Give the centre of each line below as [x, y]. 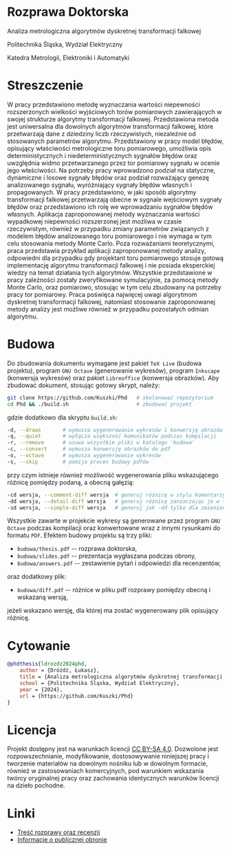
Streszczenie [45, 86]
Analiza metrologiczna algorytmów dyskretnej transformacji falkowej [104, 31]
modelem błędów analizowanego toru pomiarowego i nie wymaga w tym [110, 236]
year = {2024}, [41, 689]
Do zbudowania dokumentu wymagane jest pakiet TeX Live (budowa [104, 363]
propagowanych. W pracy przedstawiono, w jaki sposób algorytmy [102, 192]
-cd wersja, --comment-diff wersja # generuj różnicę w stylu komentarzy [117, 495]
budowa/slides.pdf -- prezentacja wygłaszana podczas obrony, [107, 556]
